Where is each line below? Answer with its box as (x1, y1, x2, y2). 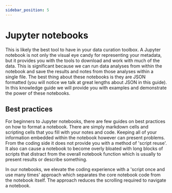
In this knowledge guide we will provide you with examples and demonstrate (5, 84, 167, 91)
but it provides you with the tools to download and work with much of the (5, 57, 160, 63)
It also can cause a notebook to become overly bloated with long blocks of (5, 145, 163, 152)
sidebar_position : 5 (5, 7, 50, 13)
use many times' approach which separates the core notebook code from (5, 172, 161, 178)
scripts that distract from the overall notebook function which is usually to (5, 151, 161, 157)
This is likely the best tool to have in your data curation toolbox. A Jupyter (5, 47, 161, 53)
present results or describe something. (5, 157, 87, 163)
